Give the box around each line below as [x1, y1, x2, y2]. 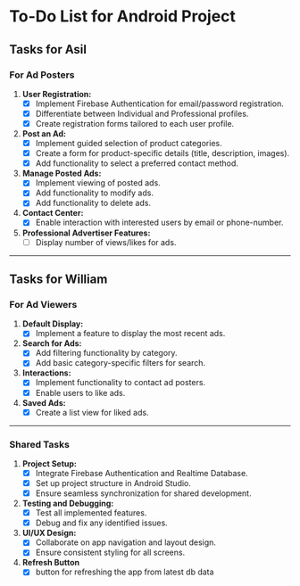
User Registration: [21, 88, 92, 99]
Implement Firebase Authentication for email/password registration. [35, 98, 284, 109]
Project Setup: [21, 458, 78, 469]
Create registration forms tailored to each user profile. [35, 119, 235, 128]
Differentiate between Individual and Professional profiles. [35, 108, 249, 119]
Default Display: [21, 318, 84, 329]
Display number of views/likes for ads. [35, 236, 177, 247]
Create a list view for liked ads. [35, 407, 149, 417]
